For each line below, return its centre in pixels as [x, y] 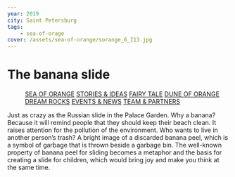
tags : [15, 27]
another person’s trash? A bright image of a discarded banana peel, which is [118, 138]
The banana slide [59, 75]
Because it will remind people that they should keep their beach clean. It [112, 123]
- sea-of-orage [42, 33]
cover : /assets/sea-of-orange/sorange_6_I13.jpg [80, 40]
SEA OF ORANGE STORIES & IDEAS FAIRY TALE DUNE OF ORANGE [122, 94]
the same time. [29, 168]
